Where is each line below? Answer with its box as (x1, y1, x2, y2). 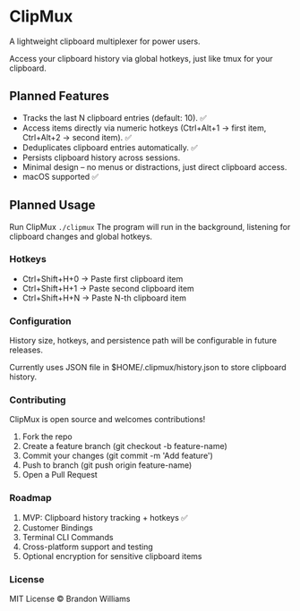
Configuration (9, 315, 72, 327)
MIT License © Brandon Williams (9, 593, 131, 605)
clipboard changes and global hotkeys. (9, 231, 153, 242)
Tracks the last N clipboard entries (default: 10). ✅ (21, 112, 208, 123)
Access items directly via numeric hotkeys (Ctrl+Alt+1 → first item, (21, 123, 267, 133)
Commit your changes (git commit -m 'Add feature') (21, 450, 213, 462)
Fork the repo (21, 431, 73, 442)
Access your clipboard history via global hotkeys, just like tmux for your (9, 53, 273, 64)
